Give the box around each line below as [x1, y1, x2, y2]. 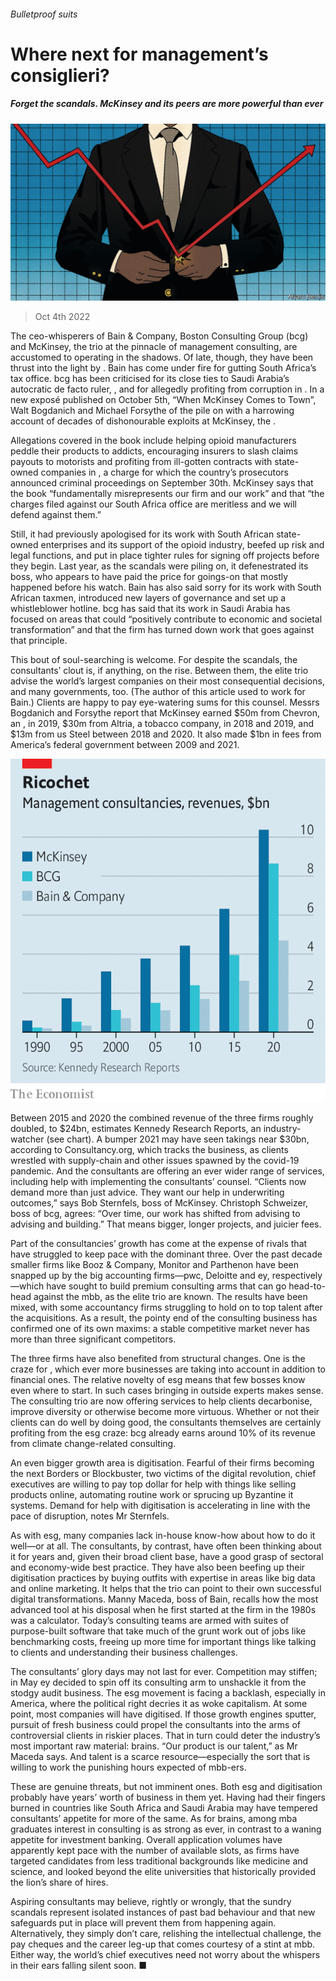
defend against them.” [10, 509, 102, 521]
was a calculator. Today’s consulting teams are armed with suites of [10, 1615, 290, 1626]
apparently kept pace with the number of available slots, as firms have [10, 1845, 300, 1856]
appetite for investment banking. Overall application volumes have [10, 1834, 283, 1845]
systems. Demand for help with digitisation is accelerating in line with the [10, 1500, 311, 1511]
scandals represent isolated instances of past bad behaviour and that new [10, 1906, 316, 1918]
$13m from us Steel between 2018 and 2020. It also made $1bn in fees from [10, 728, 322, 740]
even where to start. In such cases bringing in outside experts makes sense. [10, 1385, 324, 1396]
